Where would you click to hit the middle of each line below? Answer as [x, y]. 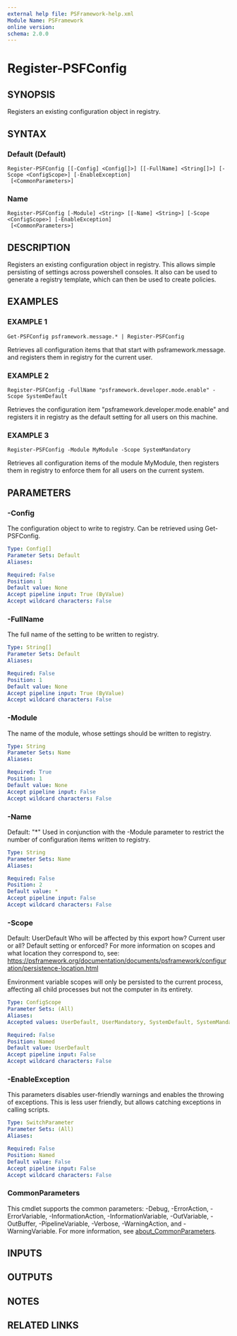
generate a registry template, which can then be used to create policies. [112, 279]
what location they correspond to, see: [63, 953]
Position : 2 [25, 885]
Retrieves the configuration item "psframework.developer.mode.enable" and [118, 409]
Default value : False [39, 1162]
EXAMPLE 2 [28, 376]
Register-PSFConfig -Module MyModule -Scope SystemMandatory [99, 450]
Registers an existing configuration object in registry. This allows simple [111, 265]
